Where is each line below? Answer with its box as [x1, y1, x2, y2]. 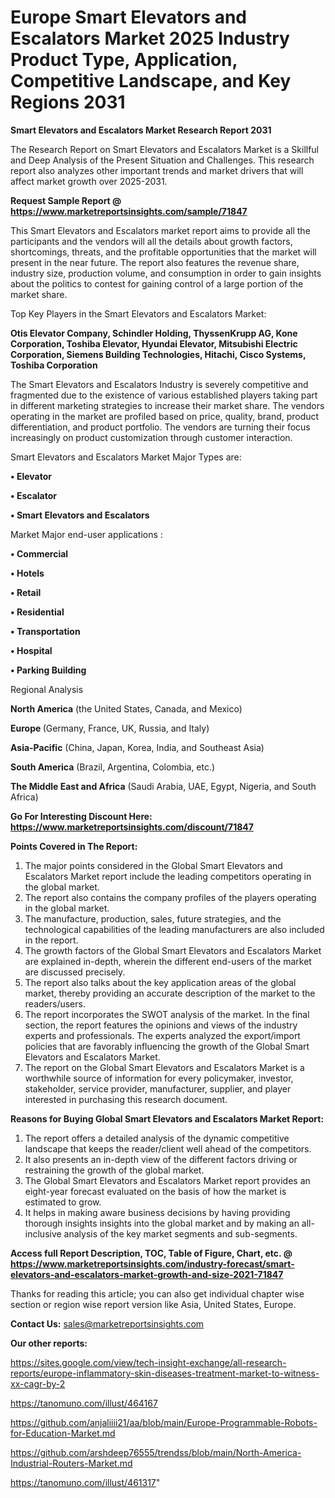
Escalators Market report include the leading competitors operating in [24, 870, 312, 882]
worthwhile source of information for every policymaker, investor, [24, 1072, 294, 1084]
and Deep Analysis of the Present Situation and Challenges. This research [10, 154, 315, 166]
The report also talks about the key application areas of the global [24, 976, 297, 988]
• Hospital [10, 644, 53, 656]
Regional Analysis [10, 683, 84, 695]
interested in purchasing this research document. [24, 1093, 228, 1105]
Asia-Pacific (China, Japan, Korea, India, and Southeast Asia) [10, 741, 265, 753]
